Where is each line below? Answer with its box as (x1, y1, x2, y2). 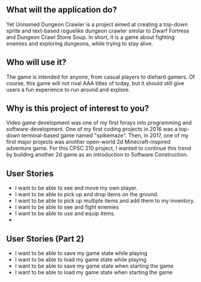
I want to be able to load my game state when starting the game (14, 269, 173, 276)
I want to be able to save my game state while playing (14, 250, 148, 257)
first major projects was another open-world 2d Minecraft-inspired (6, 138, 171, 146)
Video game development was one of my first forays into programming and (6, 119, 192, 127)
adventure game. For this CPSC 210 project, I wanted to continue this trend (6, 145, 191, 152)
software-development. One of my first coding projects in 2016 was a (6, 125, 178, 133)
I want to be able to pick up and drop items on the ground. (14, 191, 159, 198)
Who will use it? (6, 57, 67, 68)
